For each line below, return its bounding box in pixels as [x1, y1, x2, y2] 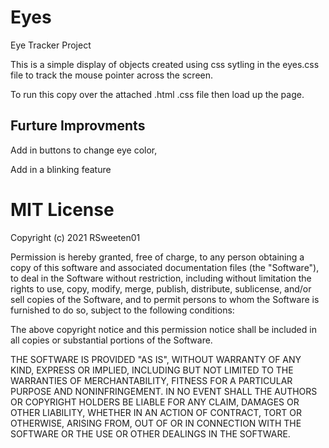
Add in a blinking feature [10, 163, 112, 175]
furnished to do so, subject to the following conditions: [10, 304, 235, 316]
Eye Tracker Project [10, 39, 92, 51]
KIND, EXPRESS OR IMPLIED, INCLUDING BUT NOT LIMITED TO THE [10, 364, 294, 376]
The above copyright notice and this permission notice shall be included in [10, 323, 317, 335]
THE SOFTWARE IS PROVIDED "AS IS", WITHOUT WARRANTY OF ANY [10, 353, 302, 365]
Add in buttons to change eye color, [10, 144, 158, 156]
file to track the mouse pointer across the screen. [10, 69, 214, 81]
